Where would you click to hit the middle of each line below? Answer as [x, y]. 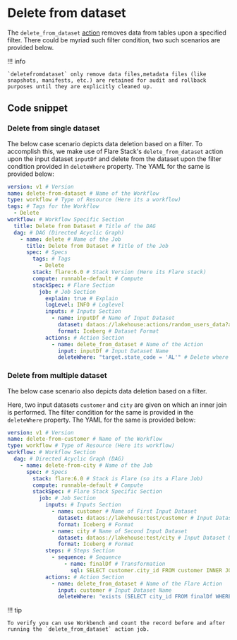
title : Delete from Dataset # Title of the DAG [85, 226]
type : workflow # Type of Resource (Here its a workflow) [94, 200]
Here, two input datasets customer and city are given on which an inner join [117, 405]
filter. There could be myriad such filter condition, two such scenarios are [114, 40]
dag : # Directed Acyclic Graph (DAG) [69, 459]
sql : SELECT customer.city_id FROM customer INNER [146, 570]
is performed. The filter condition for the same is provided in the [101, 412]
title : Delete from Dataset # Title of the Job [97, 246]
